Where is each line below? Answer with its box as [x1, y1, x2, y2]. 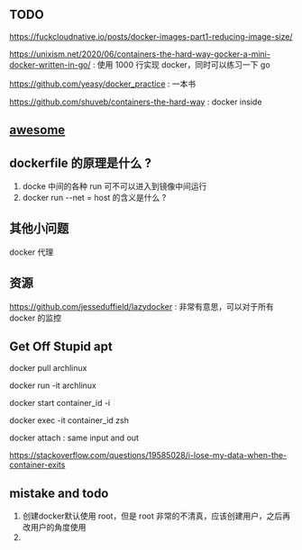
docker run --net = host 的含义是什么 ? [22, 193, 167, 203]
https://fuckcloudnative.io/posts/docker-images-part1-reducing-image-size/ [9, 31, 293, 41]
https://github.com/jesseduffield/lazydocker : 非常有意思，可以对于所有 [9, 301, 274, 311]
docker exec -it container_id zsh [9, 415, 129, 426]
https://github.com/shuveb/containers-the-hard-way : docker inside [9, 96, 262, 107]
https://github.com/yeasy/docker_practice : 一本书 [9, 78, 197, 89]
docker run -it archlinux [9, 380, 96, 391]
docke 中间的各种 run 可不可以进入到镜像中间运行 [22, 181, 207, 192]
